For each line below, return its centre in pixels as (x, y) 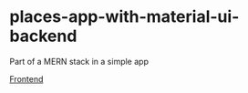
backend (43, 36)
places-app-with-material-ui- (124, 17)
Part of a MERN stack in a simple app (79, 61)
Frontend (26, 78)
